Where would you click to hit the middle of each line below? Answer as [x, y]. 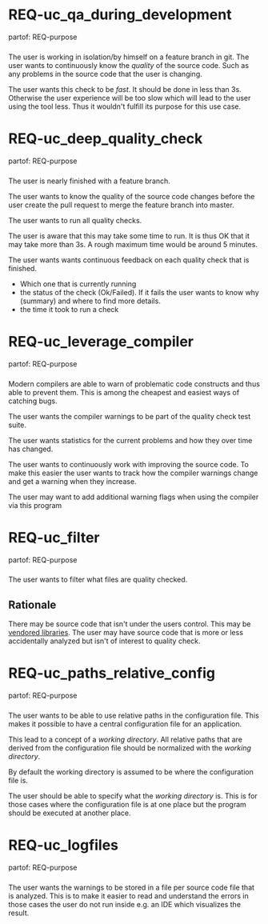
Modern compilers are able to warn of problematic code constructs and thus [134, 384]
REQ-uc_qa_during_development [120, 15]
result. [19, 913]
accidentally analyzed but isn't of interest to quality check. [105, 641]
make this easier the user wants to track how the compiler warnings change [133, 473]
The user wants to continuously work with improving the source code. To [129, 464]
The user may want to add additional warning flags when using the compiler [134, 497]
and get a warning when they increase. [73, 481]
